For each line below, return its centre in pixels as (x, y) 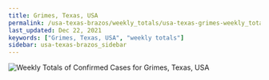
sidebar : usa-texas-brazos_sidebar (68, 45)
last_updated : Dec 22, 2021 (55, 30)
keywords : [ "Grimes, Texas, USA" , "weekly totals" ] (96, 38)
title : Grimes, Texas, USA (53, 15)
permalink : (26, 23)
